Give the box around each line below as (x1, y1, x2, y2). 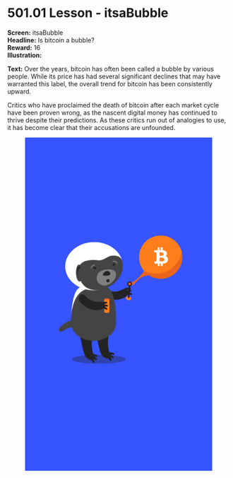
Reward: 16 (7, 43, 41, 52)
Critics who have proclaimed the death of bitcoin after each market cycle (7, 100, 220, 109)
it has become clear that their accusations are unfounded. (7, 123, 176, 132)
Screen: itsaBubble (7, 28, 64, 37)
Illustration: (7, 51, 42, 59)
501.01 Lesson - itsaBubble (7, 5, 169, 21)
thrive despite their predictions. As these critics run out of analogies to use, (7, 115, 227, 124)
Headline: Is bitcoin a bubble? (7, 35, 95, 44)
